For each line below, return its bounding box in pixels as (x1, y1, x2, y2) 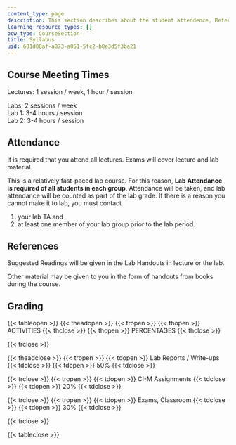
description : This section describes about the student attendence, (7, 17, 212, 24)
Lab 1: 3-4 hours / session (7, 108, 83, 117)
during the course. (7, 280, 61, 288)
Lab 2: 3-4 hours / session (7, 116, 84, 124)
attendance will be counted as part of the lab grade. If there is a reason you (7, 191, 225, 200)
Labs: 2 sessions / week (7, 101, 77, 110)
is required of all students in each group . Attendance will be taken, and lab (7, 183, 225, 192)
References (7, 240, 59, 252)
